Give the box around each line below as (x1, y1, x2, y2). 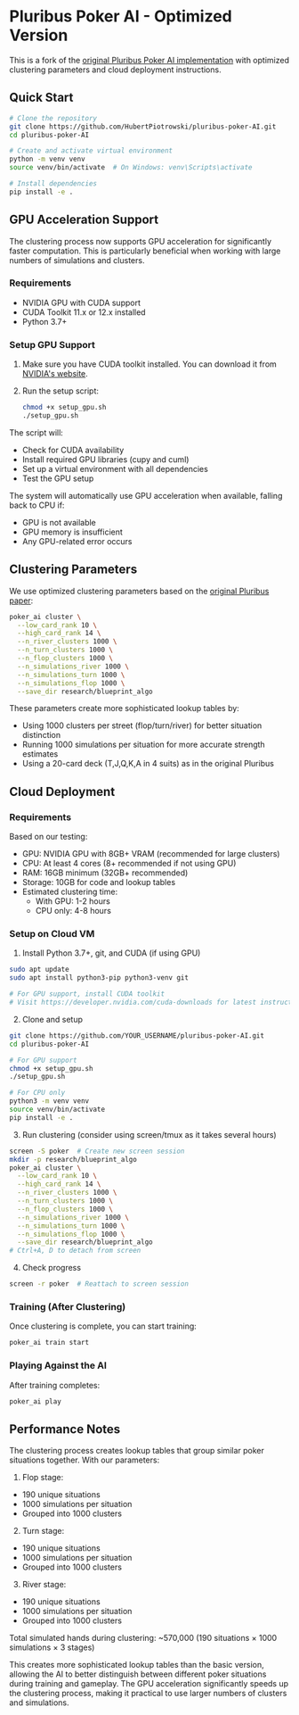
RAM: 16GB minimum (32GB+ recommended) (21, 867, 189, 878)
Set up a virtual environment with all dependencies (21, 463, 209, 474)
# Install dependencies (9, 179, 98, 188)
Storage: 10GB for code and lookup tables (21, 877, 176, 888)
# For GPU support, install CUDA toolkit (9, 990, 166, 998)
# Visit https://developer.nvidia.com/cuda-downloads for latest (9, 998, 256, 1007)
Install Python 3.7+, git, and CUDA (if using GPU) (21, 948, 201, 958)
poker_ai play (9, 1396, 62, 1406)
